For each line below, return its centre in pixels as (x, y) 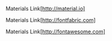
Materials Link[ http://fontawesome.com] (56, 31)
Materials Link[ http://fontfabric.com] (51, 20)
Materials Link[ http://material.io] (45, 9)
